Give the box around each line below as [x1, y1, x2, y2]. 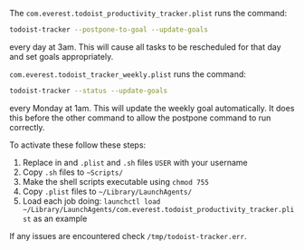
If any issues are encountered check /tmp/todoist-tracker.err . [9, 230, 247, 241]
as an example [33, 213, 88, 224]
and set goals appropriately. [9, 51, 114, 62]
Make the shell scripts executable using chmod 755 [22, 176, 210, 187]
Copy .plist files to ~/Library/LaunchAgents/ [22, 186, 193, 197]
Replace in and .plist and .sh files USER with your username [22, 157, 248, 168]
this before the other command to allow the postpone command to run [9, 112, 271, 123]
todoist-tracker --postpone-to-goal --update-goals [9, 25, 208, 34]
